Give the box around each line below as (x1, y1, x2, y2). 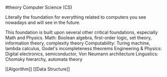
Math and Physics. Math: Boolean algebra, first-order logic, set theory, (5, 35, 152, 41)
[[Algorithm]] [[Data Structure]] (5, 66, 70, 72)
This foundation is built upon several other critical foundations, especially (5, 29, 158, 35)
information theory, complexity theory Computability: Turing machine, (5, 40, 150, 46)
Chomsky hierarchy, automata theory (5, 56, 82, 62)
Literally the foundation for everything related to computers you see (5, 14, 146, 20)
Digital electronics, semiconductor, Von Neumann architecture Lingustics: (5, 51, 158, 57)
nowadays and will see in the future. (5, 20, 81, 25)
